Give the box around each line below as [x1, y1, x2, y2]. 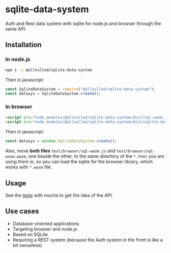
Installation [5, 41, 42, 49]
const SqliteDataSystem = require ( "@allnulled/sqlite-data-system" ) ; [5, 87, 156, 92]
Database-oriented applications [12, 220, 79, 227]
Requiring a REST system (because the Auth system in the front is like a [12, 237, 163, 243]
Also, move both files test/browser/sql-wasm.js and [5, 148, 116, 154]
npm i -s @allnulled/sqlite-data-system [5, 67, 93, 72]
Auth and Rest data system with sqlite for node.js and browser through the [5, 20, 161, 26]
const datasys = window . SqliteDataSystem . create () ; [5, 138, 117, 144]
